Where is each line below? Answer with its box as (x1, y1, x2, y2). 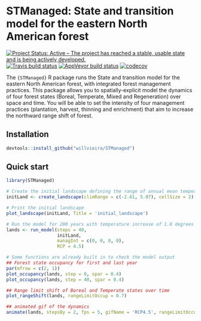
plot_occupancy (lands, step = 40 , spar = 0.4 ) (6, 277, 124, 283)
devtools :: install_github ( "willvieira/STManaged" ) (6, 145, 135, 151)
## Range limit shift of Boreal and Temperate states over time (6, 287, 170, 293)
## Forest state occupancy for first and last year (6, 260, 138, 266)
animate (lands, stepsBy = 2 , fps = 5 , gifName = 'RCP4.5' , (6, 310, 157, 316)
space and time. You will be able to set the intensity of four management (6, 99, 185, 106)
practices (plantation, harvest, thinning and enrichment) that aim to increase (6, 105, 194, 113)
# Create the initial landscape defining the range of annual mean (6, 189, 178, 195)
